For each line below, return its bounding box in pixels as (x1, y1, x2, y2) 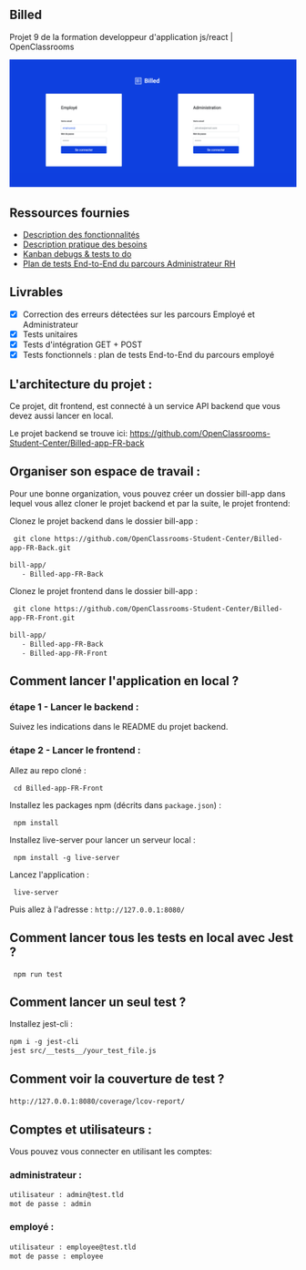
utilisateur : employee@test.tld (9, 1243, 137, 1252)
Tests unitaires (22, 328, 78, 340)
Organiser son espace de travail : (9, 464, 201, 479)
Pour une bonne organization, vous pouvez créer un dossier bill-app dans (9, 487, 286, 499)
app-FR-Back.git (9, 543, 71, 552)
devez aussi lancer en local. (9, 410, 114, 421)
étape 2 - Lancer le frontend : (9, 744, 141, 757)
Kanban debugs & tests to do (22, 249, 132, 260)
